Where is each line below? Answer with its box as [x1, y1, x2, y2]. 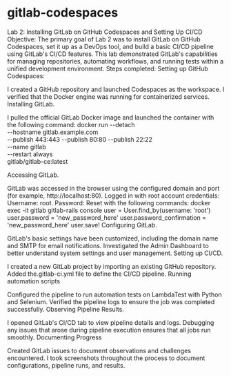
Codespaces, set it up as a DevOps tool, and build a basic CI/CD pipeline [7, 42, 214, 50]
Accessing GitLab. [7, 171, 59, 179]
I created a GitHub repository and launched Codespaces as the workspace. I [7, 85, 225, 93]
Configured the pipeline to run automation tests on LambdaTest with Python [7, 290, 222, 299]
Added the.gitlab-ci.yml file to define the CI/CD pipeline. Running [7, 270, 192, 278]
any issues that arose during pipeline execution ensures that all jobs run [7, 326, 212, 334]
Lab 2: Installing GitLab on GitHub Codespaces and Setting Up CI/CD [7, 28, 203, 36]
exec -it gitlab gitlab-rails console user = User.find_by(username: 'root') [7, 206, 211, 214]
